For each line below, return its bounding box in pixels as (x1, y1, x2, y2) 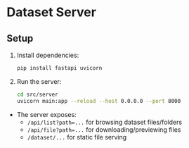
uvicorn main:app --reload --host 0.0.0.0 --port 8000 (16, 97, 181, 104)
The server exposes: (16, 110, 77, 118)
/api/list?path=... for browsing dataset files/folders (27, 118, 183, 126)
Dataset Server (6, 4, 96, 20)
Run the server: (16, 77, 62, 85)
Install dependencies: (16, 51, 79, 59)
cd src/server (16, 91, 58, 98)
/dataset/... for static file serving (27, 132, 127, 141)
